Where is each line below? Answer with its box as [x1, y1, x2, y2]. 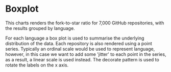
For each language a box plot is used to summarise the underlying [5, 35, 144, 41]
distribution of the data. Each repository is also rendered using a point [5, 40, 152, 46]
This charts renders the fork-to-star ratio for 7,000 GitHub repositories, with [5, 20, 164, 26]
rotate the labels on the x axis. [5, 62, 69, 68]
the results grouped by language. [5, 25, 75, 31]
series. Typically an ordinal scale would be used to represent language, [5, 46, 155, 52]
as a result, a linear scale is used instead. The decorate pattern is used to [5, 56, 159, 62]
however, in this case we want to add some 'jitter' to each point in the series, [5, 51, 166, 57]
